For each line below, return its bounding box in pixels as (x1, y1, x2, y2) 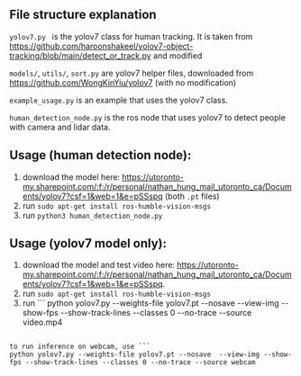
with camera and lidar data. (9, 121, 111, 132)
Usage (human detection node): (9, 148, 192, 163)
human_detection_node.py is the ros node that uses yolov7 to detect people (9, 112, 286, 122)
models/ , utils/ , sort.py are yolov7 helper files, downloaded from (9, 67, 254, 78)
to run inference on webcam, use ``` (9, 342, 151, 352)
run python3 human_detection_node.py (22, 210, 163, 220)
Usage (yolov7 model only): (9, 236, 167, 251)
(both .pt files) (164, 191, 220, 201)
